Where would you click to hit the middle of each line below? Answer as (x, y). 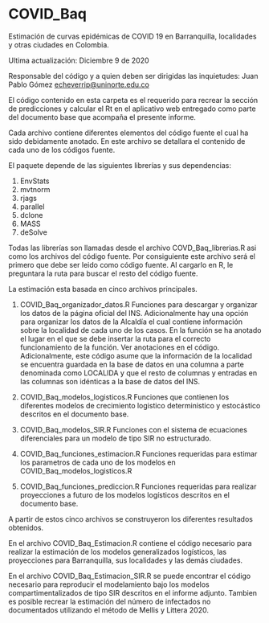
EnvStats (35, 181)
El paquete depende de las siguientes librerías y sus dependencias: (120, 165)
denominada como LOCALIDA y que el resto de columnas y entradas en (139, 373)
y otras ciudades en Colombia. (59, 44)
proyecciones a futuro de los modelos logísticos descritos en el (125, 494)
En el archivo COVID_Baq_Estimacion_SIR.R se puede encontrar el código (130, 576)
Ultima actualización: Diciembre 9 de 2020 (79, 60)
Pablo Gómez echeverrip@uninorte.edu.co (79, 84)
